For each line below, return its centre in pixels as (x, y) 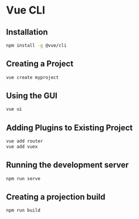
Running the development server (67, 165)
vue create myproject (33, 77)
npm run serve (23, 178)
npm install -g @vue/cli (36, 45)
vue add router (25, 141)
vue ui (14, 109)
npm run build (23, 210)
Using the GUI (32, 96)
